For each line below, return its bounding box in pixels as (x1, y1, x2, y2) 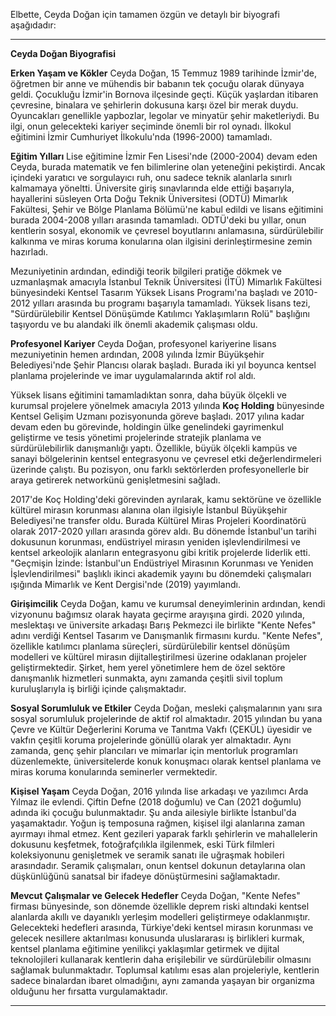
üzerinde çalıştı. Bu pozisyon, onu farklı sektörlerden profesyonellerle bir (10, 464, 310, 475)
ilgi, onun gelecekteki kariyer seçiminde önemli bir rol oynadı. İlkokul (10, 120, 292, 132)
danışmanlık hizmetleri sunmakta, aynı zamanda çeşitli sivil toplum (10, 672, 283, 684)
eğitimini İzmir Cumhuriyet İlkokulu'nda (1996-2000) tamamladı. (10, 131, 273, 143)
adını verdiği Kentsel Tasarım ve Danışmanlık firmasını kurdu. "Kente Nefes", (10, 630, 323, 641)
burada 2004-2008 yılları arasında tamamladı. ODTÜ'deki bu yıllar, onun (10, 214, 307, 226)
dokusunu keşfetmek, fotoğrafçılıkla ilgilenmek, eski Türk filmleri (10, 839, 275, 850)
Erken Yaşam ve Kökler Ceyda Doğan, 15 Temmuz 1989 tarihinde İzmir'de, (10, 67, 317, 79)
